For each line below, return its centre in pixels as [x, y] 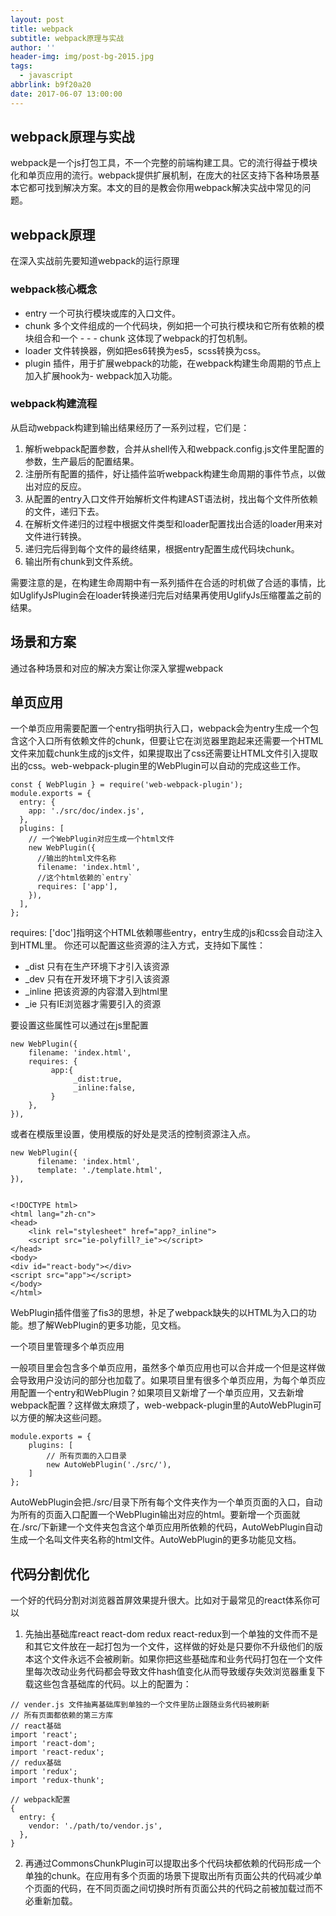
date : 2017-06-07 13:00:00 [66, 94]
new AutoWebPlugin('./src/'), [109, 1465]
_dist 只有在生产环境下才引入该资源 [97, 967]
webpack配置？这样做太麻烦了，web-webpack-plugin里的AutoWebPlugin [161, 1405]
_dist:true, [98, 1079]
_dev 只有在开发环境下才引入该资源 [97, 979]
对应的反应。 [60, 486]
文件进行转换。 [55, 536]
